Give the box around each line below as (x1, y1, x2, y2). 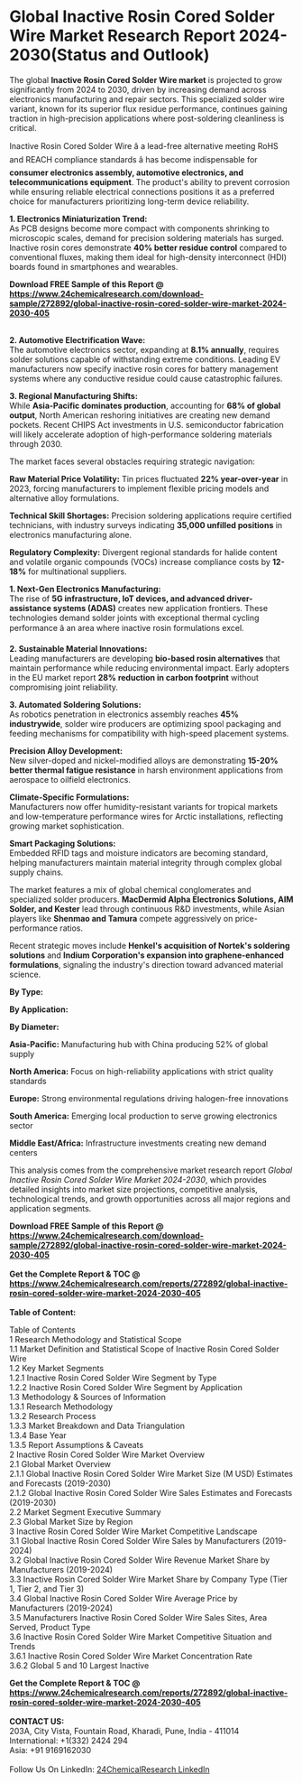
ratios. (59, 923, 84, 933)
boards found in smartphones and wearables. (9, 261, 178, 272)
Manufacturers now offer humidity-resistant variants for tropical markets (9, 801, 278, 812)
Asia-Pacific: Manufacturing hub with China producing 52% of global (9, 1038, 269, 1049)
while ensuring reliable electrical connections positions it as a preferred (9, 186, 275, 197)
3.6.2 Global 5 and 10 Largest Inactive (9, 1659, 150, 1671)
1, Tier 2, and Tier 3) (9, 1583, 85, 1594)
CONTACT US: (9, 1715, 65, 1726)
